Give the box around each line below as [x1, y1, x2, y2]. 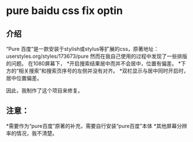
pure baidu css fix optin [6, 4, 123, 18]
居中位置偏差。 [6, 75, 42, 81]
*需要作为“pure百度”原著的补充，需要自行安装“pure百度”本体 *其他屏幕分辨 [6, 122, 187, 129]
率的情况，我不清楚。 [6, 130, 57, 137]
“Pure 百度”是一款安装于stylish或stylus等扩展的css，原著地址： [6, 46, 159, 52]
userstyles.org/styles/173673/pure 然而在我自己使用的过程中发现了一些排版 [6, 53, 188, 60]
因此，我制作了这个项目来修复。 [6, 87, 83, 94]
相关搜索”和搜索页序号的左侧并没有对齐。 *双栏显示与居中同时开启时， [18, 67, 189, 74]
